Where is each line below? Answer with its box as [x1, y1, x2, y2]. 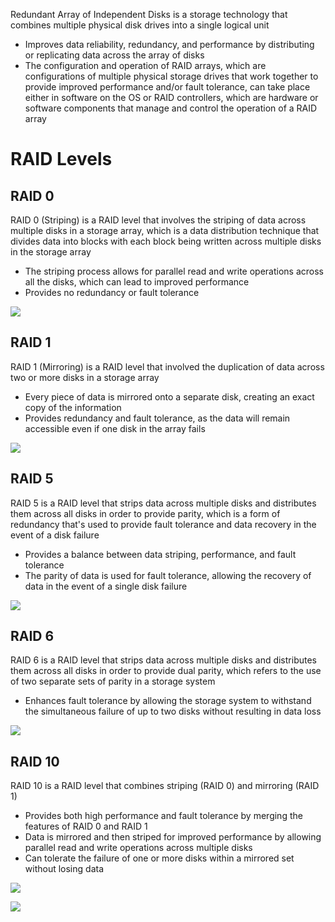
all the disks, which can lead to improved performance [24, 276, 250, 288]
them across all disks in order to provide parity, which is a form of [10, 507, 281, 519]
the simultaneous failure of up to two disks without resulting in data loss [24, 705, 322, 718]
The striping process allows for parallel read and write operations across [24, 265, 324, 277]
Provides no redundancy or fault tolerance [24, 287, 200, 298]
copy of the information [24, 401, 122, 413]
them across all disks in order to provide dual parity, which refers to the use [10, 665, 322, 677]
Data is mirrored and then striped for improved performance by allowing [24, 831, 322, 843]
